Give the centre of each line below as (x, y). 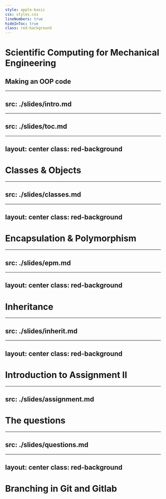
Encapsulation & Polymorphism (71, 239)
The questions (35, 420)
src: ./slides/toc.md (36, 127)
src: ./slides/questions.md (47, 445)
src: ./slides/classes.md (43, 194)
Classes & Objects (43, 170)
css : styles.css (22, 14)
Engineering (31, 63)
